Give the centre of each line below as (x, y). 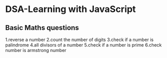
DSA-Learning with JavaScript (71, 9)
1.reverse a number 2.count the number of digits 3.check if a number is (79, 39)
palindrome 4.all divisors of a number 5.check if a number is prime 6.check (83, 45)
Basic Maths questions (42, 28)
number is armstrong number (36, 50)
